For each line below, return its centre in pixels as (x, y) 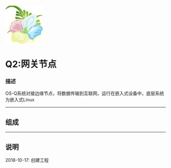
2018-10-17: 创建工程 (27, 160)
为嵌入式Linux (20, 100)
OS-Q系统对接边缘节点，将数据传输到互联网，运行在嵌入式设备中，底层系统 (85, 93)
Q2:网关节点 (31, 64)
